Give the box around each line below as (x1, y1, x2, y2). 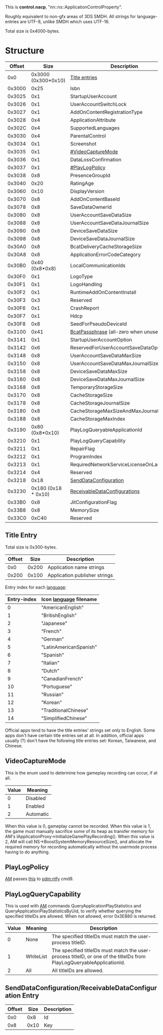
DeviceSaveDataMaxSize (70, 368, 128, 374)
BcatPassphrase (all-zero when (70, 328, 143, 335)
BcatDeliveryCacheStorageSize (70, 243, 142, 250)
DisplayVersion (70, 187, 105, 194)
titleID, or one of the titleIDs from (71, 953, 146, 960)
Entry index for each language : (5, 584, 67, 590)
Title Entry (5, 531, 37, 539)
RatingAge (70, 180, 94, 186)
